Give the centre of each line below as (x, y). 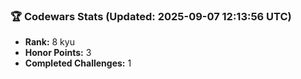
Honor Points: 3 (58, 53)
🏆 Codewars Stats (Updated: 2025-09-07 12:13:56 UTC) (151, 16)
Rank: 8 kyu (49, 42)
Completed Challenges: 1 (78, 63)
